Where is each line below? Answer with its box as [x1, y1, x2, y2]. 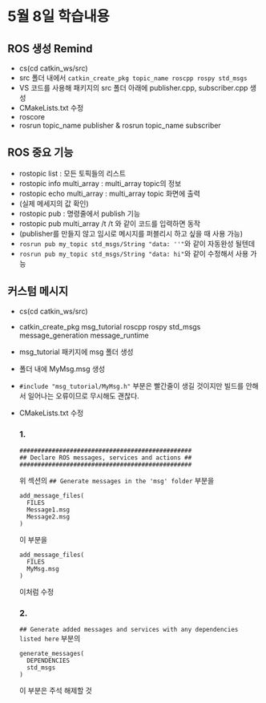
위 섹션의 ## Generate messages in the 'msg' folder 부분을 [18, 475, 215, 485]
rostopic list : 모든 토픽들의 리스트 [18, 168, 126, 178]
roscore [18, 112, 46, 121]
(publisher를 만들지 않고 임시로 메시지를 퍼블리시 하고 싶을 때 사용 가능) [18, 228, 244, 238]
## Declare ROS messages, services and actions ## [18, 454, 192, 462]
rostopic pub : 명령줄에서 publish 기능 [18, 208, 141, 218]
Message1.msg [26, 506, 71, 514]
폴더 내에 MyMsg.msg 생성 [18, 364, 106, 374]
